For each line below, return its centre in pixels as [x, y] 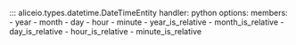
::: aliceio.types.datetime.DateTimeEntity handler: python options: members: [148, 13]
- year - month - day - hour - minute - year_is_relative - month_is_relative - [147, 22]
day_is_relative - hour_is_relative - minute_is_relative [106, 31]
